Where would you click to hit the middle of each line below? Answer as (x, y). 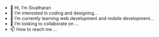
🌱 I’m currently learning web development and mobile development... (82, 18)
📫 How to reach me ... (33, 29)
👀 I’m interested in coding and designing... (54, 13)
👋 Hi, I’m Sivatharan (31, 8)
